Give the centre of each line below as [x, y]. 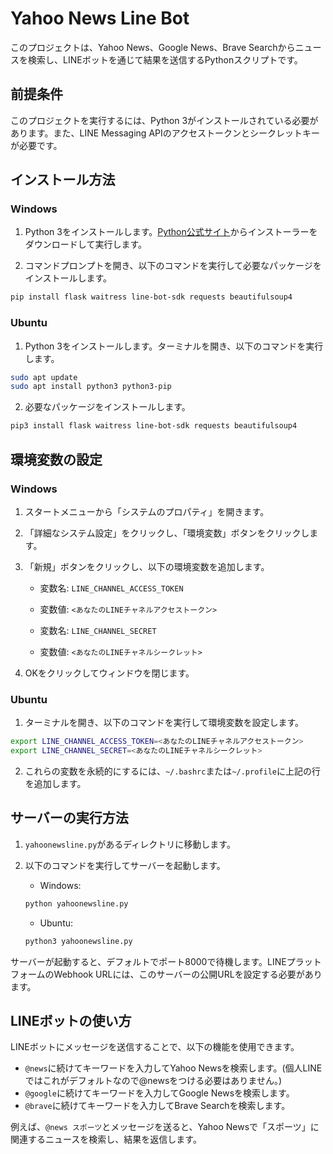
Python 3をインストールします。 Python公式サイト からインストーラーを [171, 232]
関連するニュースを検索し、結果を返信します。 [106, 1139]
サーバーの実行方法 [69, 818]
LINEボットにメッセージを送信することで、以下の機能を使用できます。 [155, 1047]
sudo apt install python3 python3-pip [91, 387]
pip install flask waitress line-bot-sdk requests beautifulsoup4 [151, 297]
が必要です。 [36, 145]
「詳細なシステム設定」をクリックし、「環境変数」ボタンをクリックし [167, 533]
